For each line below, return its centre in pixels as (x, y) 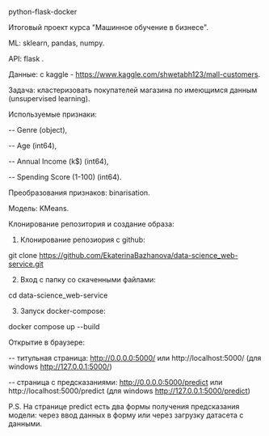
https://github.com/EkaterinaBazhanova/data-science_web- (139, 255)
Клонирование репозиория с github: (82, 239)
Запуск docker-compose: (63, 311)
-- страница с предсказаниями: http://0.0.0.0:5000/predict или (116, 382)
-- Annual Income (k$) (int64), (59, 161)
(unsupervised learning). (49, 99)
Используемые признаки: (53, 114)
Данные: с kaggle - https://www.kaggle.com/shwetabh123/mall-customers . (134, 74)
